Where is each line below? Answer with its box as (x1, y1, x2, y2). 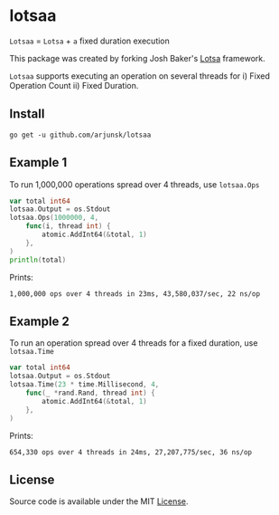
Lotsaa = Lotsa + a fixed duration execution (9, 35, 170, 46)
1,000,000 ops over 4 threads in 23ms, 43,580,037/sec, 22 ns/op (9, 289, 260, 299)
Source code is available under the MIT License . (9, 496, 189, 507)
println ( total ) (9, 255, 67, 264)
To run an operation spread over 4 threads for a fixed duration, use (9, 338, 258, 348)
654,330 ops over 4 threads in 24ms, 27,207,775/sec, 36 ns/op (9, 447, 253, 457)
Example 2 (9, 313, 70, 329)
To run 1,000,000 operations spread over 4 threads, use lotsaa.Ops (9, 178, 260, 190)
